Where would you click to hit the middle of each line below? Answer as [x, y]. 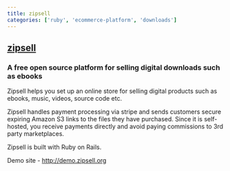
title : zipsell [29, 13]
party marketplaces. [35, 134]
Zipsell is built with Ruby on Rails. [54, 147]
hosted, [18, 127]
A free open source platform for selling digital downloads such [114, 68]
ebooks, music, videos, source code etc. [65, 99]
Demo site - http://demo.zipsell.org [57, 161]
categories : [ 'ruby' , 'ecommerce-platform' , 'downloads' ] [92, 20]
